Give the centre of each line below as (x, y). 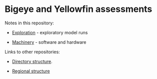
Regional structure (31, 71)
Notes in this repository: (29, 23)
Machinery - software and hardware (49, 42)
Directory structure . (32, 61)
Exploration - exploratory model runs (50, 32)
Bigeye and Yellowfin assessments (78, 9)
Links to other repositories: (32, 52)
